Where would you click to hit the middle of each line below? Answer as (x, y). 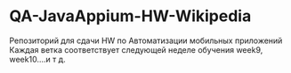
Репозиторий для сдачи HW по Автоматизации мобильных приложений (146, 40)
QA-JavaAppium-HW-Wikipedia (130, 16)
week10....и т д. (38, 59)
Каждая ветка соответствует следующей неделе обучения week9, (136, 49)
